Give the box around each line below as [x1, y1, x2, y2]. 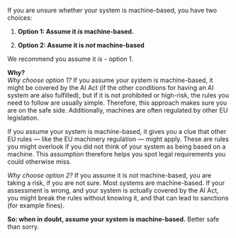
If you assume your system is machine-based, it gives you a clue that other [7, 127, 227, 135]
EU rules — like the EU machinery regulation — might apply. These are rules [7, 135, 229, 143]
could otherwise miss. [7, 157, 72, 166]
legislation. [7, 113, 39, 122]
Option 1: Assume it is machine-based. [17, 28, 135, 35]
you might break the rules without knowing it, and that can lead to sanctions [7, 194, 229, 202]
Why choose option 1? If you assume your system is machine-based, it [7, 76, 213, 84]
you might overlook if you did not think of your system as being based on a [7, 142, 226, 151]
